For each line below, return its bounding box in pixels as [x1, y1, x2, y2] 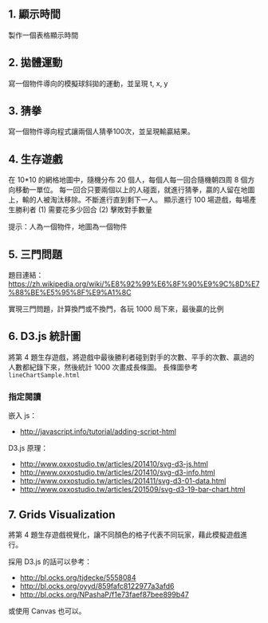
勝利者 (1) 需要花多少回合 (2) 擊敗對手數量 [14, 205, 153, 215]
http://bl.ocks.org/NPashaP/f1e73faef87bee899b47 [19, 589, 189, 599]
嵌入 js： [8, 411, 37, 420]
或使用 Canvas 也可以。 [8, 605, 86, 616]
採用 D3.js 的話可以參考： [8, 557, 93, 566]
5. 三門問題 [8, 247, 62, 261]
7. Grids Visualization [8, 507, 116, 521]
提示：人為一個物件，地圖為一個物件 [8, 222, 128, 231]
